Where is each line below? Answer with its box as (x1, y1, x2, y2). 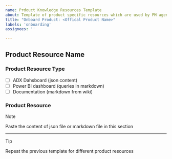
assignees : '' (5, 27, 36, 32)
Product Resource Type (5, 65, 65, 72)
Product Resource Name (5, 50, 85, 59)
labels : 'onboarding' (5, 22, 52, 27)
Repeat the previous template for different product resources (5, 148, 134, 154)
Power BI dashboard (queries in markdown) (12, 83, 105, 89)
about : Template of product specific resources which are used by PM (5, 12, 157, 17)
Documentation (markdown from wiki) (12, 88, 93, 95)
